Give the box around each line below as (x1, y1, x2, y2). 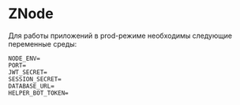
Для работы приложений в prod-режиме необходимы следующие (8, 31, 233, 40)
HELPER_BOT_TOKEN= (8, 88, 69, 97)
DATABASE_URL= (8, 82, 55, 90)
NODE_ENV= (8, 54, 41, 62)
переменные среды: (8, 39, 77, 48)
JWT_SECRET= (8, 68, 47, 76)
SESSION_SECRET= (8, 75, 62, 83)
